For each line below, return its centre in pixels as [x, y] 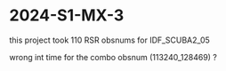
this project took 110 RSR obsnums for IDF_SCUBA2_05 [110, 40]
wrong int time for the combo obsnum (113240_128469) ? [113, 57]
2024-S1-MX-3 [67, 16]
